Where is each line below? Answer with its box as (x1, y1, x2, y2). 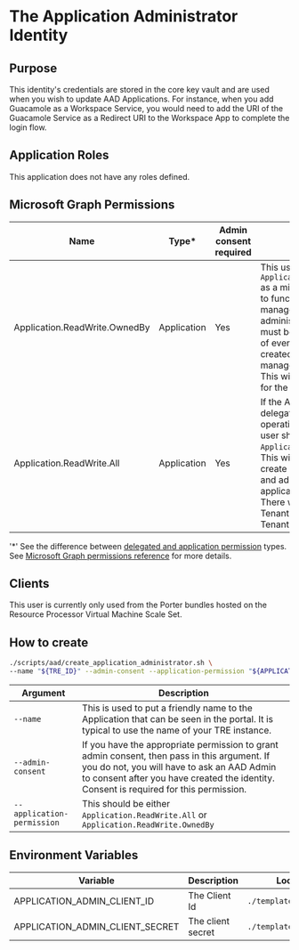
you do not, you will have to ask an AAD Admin (81, 761, 277, 773)
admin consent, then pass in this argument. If (81, 750, 271, 762)
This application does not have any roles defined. (9, 171, 190, 182)
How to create (9, 635, 89, 650)
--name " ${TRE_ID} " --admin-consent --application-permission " (9, 667, 253, 676)
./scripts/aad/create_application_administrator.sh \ (9, 659, 214, 668)
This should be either (81, 798, 171, 809)
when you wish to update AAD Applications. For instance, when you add (9, 93, 274, 104)
